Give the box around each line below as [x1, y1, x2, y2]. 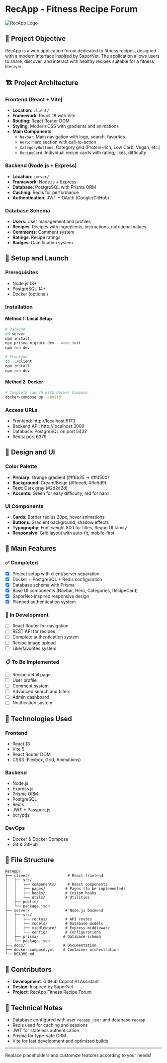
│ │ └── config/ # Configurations [5, 930, 101, 935]
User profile [12, 677, 37, 683]
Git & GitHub [12, 841, 38, 847]
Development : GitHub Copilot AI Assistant [12, 978, 99, 985]
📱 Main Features [5, 544, 56, 553]
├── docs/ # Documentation [5, 943, 97, 948]
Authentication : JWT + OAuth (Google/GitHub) [12, 194, 109, 200]
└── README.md [5, 952, 35, 957]
